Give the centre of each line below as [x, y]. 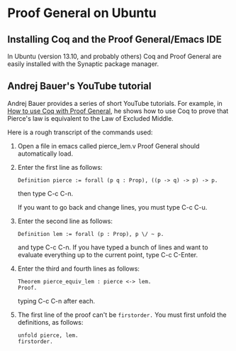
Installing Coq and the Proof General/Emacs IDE [114, 39]
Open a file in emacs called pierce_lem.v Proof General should [108, 146]
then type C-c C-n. [45, 193]
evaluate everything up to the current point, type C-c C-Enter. [108, 254]
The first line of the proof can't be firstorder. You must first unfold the [122, 315]
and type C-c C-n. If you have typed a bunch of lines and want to [113, 247]
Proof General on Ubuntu [82, 13]
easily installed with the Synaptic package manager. [83, 64]
